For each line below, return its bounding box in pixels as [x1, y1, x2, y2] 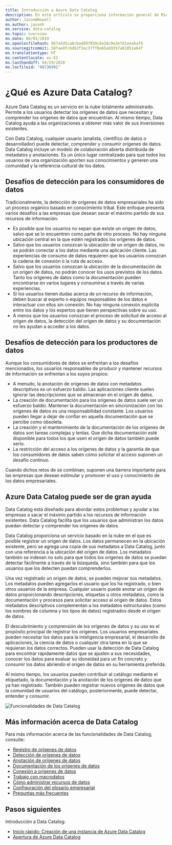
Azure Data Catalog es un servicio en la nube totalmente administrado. [5, 104, 155, 110]
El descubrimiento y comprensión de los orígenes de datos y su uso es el [5, 623, 160, 629]
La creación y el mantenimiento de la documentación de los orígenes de [12, 424, 165, 430]
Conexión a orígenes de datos [12, 768, 77, 774]
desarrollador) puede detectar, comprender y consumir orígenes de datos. [5, 141, 162, 147]
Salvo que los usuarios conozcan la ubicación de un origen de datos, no [12, 241, 165, 248]
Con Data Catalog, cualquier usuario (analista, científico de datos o [5, 135, 147, 141]
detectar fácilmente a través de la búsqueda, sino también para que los [5, 560, 156, 566]
